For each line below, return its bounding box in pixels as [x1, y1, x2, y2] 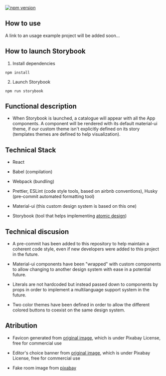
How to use [5, 19, 41, 28]
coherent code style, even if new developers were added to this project [12, 246, 160, 252]
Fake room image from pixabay [12, 364, 76, 370]
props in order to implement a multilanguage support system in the [12, 287, 150, 293]
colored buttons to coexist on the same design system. [12, 307, 126, 313]
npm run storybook [5, 88, 43, 94]
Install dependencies [12, 60, 56, 66]
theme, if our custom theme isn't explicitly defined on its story [12, 126, 140, 132]
